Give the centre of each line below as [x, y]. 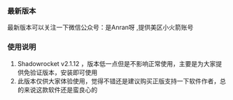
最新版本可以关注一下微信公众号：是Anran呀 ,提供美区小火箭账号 [100, 27]
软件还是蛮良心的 [73, 90]
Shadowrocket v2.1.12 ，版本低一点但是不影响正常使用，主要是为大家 [116, 63]
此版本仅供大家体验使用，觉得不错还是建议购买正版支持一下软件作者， [119, 81]
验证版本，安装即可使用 [64, 72]
